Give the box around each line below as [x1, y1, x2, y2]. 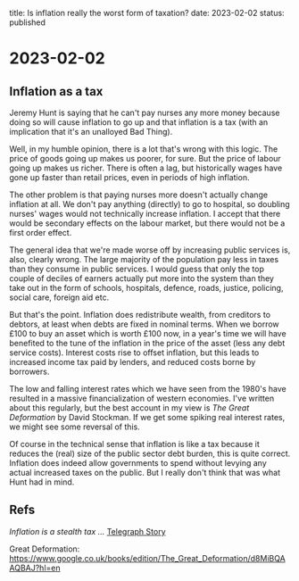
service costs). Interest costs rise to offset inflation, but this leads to [9, 347, 260, 358]
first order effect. [9, 228, 72, 237]
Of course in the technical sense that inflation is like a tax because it [9, 439, 261, 449]
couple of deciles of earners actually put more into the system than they [9, 273, 275, 284]
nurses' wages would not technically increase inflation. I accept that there [9, 209, 281, 219]
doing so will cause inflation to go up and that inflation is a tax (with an [9, 117, 269, 128]
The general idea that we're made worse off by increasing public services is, [9, 245, 291, 255]
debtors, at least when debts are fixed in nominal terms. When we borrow [9, 319, 279, 329]
